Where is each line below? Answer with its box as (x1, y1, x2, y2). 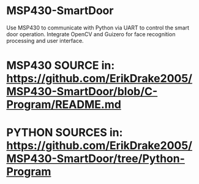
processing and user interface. (6, 37, 84, 44)
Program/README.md (6, 98, 121, 112)
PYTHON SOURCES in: (6, 126, 123, 140)
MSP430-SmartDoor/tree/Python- (6, 151, 186, 166)
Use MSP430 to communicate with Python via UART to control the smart (6, 24, 190, 31)
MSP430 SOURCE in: (6, 59, 115, 72)
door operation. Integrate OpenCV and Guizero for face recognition (6, 30, 176, 37)
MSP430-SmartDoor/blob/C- (6, 85, 158, 99)
